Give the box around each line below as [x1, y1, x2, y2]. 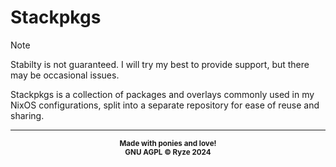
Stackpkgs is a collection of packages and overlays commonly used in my [10, 88, 315, 100]
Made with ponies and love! [119, 138, 217, 148]
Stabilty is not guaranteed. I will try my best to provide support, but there [10, 58, 310, 70]
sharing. [10, 109, 45, 121]
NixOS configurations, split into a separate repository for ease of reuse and [10, 99, 320, 111]
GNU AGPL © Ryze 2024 [124, 147, 212, 157]
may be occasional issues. [10, 69, 120, 81]
